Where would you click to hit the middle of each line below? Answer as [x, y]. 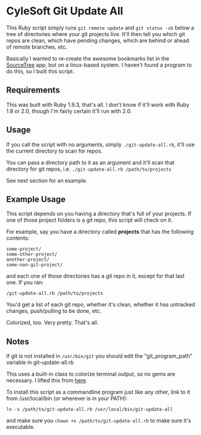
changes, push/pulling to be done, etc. [54, 311]
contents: [18, 238]
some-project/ [24, 249]
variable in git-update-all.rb [40, 362]
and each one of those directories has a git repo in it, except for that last [95, 276]
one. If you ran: [25, 282]
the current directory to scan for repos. [55, 151]
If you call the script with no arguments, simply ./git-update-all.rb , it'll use [100, 144]
